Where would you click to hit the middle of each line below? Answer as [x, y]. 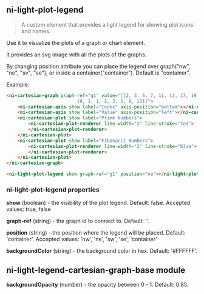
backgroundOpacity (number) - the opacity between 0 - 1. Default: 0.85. [97, 285]
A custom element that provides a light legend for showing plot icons [107, 24]
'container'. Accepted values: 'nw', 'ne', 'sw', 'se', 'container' [82, 239]
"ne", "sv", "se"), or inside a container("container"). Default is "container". [98, 73]
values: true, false [29, 209]
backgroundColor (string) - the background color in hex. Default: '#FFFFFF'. [102, 251]
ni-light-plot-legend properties [53, 189]
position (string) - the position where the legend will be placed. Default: [96, 233]
